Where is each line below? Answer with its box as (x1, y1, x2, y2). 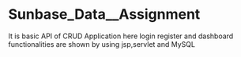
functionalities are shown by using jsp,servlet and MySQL (8, 39, 196, 48)
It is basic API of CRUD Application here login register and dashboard (8, 31, 234, 41)
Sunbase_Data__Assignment (8, 5, 201, 23)
